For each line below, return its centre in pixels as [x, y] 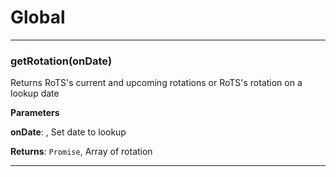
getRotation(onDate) [61, 61]
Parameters [35, 113]
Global [38, 17]
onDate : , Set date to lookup [68, 132]
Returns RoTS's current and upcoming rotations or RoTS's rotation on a [156, 83]
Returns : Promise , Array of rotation [81, 152]
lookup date [35, 93]
